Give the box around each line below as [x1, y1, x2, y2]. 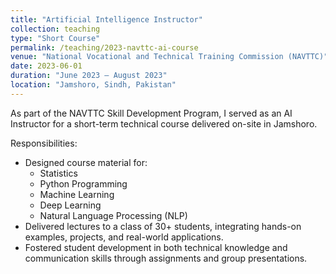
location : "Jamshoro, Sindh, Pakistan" [10, 80, 177, 90]
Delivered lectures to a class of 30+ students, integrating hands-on [24, 220, 302, 232]
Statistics [39, 167, 78, 179]
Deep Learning [39, 199, 102, 211]
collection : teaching [10, 24, 101, 34]
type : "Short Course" [10, 33, 101, 43]
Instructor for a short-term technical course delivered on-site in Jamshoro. [10, 117, 318, 130]
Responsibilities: [10, 137, 78, 149]
